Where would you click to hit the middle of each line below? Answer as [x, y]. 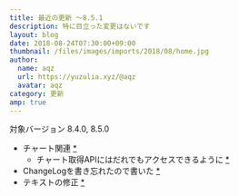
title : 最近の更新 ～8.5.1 [56, 18]
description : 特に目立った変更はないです [80, 26]
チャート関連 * [50, 148]
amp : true [28, 102]
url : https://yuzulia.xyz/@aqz [77, 77]
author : [24, 60]
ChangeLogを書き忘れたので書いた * [91, 171]
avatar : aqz [40, 85]
